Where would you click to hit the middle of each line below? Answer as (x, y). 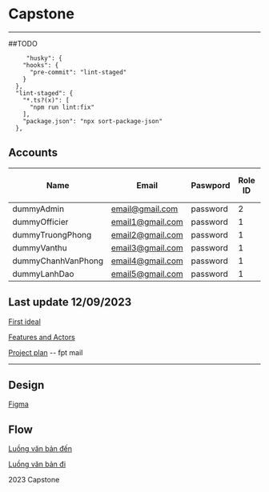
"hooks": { (41, 65)
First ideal (25, 322)
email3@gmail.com (147, 247)
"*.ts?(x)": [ (46, 100)
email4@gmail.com (147, 261)
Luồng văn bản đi (37, 464)
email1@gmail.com (147, 222)
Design (26, 385)
